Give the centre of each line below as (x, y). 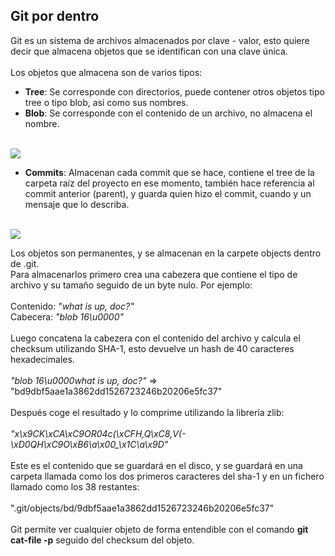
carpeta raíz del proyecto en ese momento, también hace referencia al (169, 183)
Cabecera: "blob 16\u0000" (67, 316)
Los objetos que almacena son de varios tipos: (106, 72)
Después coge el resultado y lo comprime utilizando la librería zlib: (147, 412)
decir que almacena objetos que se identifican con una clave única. (149, 51)
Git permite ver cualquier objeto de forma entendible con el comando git (159, 529)
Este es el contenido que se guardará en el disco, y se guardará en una (156, 465)
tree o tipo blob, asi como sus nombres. (106, 102)
